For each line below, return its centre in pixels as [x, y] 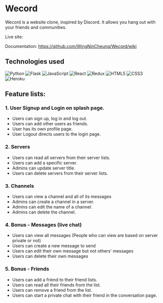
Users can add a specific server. [45, 163]
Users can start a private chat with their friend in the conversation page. [84, 295]
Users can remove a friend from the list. [52, 290]
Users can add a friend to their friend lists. [55, 280]
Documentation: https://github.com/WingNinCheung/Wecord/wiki [71, 46]
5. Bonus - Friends [27, 269]
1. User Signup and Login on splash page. [55, 108]
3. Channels [20, 186]
